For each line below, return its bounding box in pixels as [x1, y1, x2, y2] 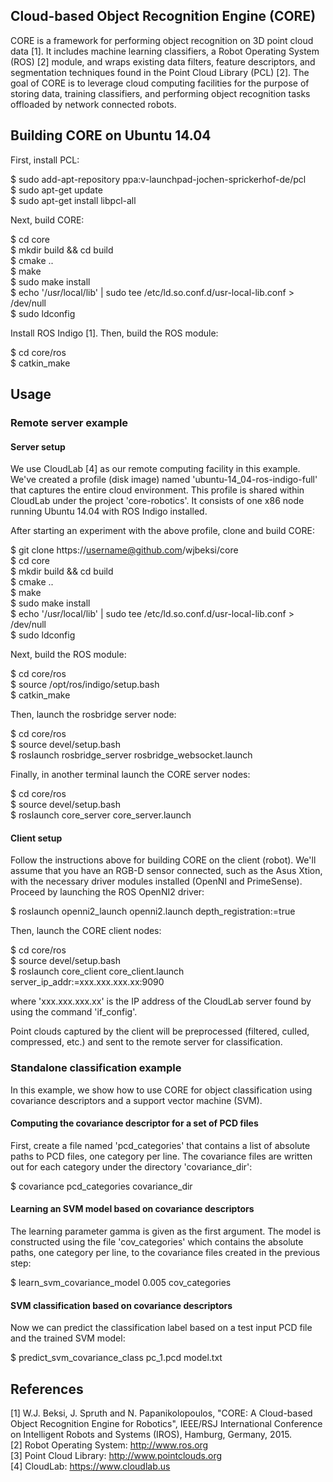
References [10, 1380, 84, 1398]
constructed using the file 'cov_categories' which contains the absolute [10, 1236, 304, 1248]
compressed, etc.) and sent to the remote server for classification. [10, 1036, 283, 1048]
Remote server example [10, 415, 129, 429]
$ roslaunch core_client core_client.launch [10, 965, 185, 978]
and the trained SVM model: [10, 1332, 126, 1344]
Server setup [10, 440, 66, 453]
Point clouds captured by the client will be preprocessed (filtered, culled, [10, 1025, 310, 1038]
